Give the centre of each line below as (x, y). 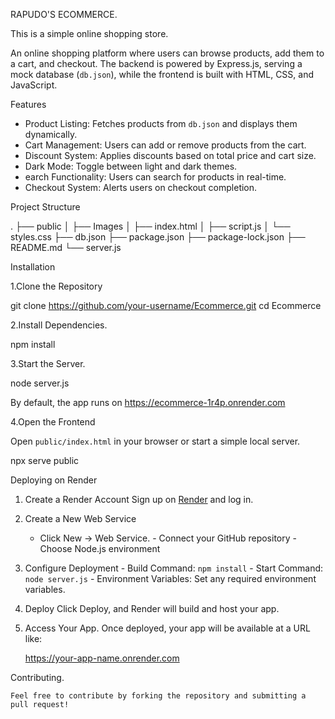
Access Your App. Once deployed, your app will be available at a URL (167, 628)
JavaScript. (34, 85)
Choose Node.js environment (100, 548)
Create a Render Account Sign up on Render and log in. (139, 499)
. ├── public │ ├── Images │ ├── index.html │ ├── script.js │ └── (150, 226)
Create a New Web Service (80, 518)
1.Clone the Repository (56, 286)
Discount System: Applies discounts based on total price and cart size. (170, 155)
